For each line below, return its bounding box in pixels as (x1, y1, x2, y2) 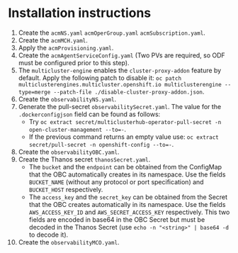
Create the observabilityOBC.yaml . (18, 147, 120, 156)
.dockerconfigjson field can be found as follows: (18, 110, 161, 118)
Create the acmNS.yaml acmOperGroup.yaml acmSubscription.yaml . (18, 28, 206, 37)
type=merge (18, 89, 51, 96)
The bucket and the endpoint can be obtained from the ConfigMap (28, 162, 222, 171)
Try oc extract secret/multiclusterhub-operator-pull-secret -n (28, 117, 222, 125)
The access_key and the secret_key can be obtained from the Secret (28, 193, 228, 201)
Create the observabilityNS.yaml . (18, 94, 116, 103)
